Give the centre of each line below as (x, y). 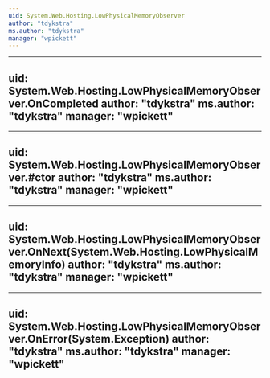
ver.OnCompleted (53, 103)
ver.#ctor (32, 178)
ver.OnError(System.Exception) (89, 339)
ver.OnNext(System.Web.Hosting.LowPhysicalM (133, 252)
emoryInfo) (37, 265)
